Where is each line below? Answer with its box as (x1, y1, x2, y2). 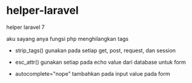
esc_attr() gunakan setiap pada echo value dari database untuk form (15, 58, 187, 66)
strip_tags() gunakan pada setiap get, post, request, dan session (15, 46, 176, 54)
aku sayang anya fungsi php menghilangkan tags (6, 35, 129, 42)
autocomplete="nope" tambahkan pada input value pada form (15, 70, 171, 77)
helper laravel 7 (6, 23, 45, 31)
